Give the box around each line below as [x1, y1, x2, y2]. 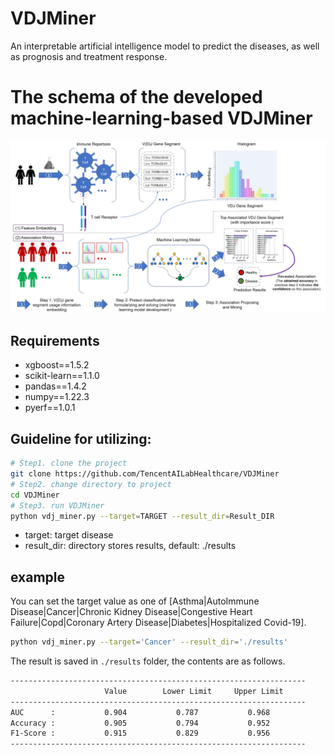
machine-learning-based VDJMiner [10, 107, 313, 130]
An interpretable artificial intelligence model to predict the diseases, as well [10, 40, 320, 52]
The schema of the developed [10, 86, 263, 109]
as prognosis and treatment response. [10, 50, 168, 62]
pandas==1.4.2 [24, 380, 87, 392]
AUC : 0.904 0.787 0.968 [10, 707, 271, 717]
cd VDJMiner [10, 490, 60, 500]
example [10, 568, 66, 586]
